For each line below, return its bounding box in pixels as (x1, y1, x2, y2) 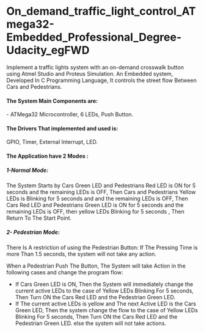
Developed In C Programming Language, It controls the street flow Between (6, 77, 197, 84)
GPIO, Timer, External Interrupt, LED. (6, 138, 98, 146)
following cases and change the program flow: (6, 268, 123, 276)
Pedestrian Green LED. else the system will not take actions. (15, 320, 167, 327)
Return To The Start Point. (6, 214, 72, 222)
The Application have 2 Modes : (6, 152, 89, 160)
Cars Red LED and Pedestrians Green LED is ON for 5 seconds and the (6, 201, 184, 209)
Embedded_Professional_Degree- (6, 31, 182, 44)
